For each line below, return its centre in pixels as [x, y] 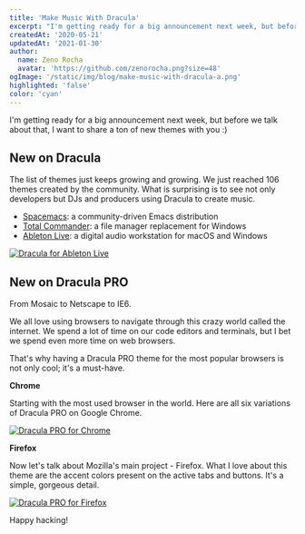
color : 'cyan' [36, 94]
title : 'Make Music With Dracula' [75, 18]
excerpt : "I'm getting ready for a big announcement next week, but [142, 26]
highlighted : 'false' [50, 85]
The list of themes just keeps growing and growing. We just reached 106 [144, 180]
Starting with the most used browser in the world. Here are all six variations [150, 403]
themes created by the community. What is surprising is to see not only [143, 189]
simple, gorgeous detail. [54, 485]
